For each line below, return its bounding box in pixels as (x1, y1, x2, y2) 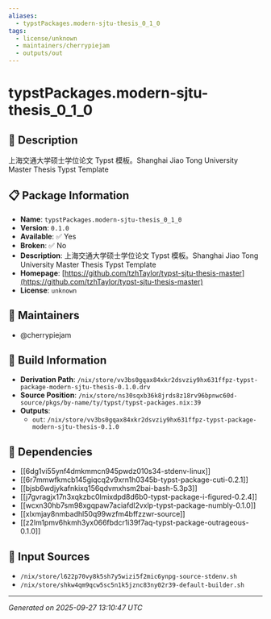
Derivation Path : (19, 375, 76, 384)
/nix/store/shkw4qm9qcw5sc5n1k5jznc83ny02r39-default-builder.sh (19, 581, 244, 589)
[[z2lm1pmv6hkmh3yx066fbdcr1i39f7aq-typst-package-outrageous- (19, 517, 249, 528)
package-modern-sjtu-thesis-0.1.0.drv (19, 384, 151, 392)
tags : (8, 27, 27, 35)
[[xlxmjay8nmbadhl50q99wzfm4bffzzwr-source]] (19, 509, 186, 519)
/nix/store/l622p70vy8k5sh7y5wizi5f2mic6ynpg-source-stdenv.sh (19, 573, 238, 581)
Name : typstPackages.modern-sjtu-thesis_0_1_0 (19, 214, 182, 224)
